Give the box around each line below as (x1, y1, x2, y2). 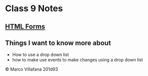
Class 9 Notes (5, 3, 63, 14)
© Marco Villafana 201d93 (5, 66, 58, 72)
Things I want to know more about (5, 38, 111, 47)
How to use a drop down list (12, 52, 69, 57)
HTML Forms (5, 22, 46, 31)
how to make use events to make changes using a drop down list (12, 57, 143, 63)
